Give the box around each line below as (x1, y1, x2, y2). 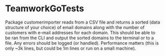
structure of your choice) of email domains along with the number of (5, 24, 145, 30)
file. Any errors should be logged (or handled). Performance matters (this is (5, 40, 159, 46)
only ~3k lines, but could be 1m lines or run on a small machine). (5, 45, 136, 51)
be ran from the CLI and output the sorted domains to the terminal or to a (5, 35, 154, 41)
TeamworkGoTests (5, 3, 84, 14)
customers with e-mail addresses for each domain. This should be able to (5, 29, 156, 35)
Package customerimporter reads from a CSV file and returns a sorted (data (5, 19, 160, 25)
